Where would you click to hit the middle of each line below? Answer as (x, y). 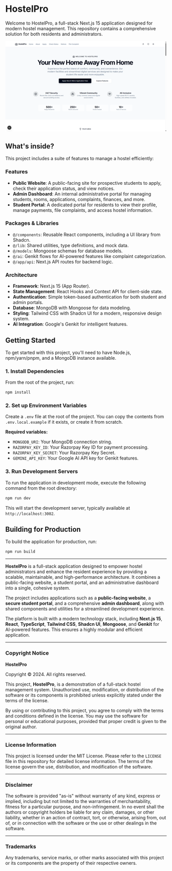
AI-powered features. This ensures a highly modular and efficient (74, 629)
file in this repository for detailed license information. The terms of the (79, 761)
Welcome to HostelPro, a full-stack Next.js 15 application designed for (79, 23)
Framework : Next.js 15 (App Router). (51, 286)
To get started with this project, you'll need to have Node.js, (68, 352)
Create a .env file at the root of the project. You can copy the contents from (85, 417)
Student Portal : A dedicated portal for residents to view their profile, (85, 205)
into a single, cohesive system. (38, 588)
